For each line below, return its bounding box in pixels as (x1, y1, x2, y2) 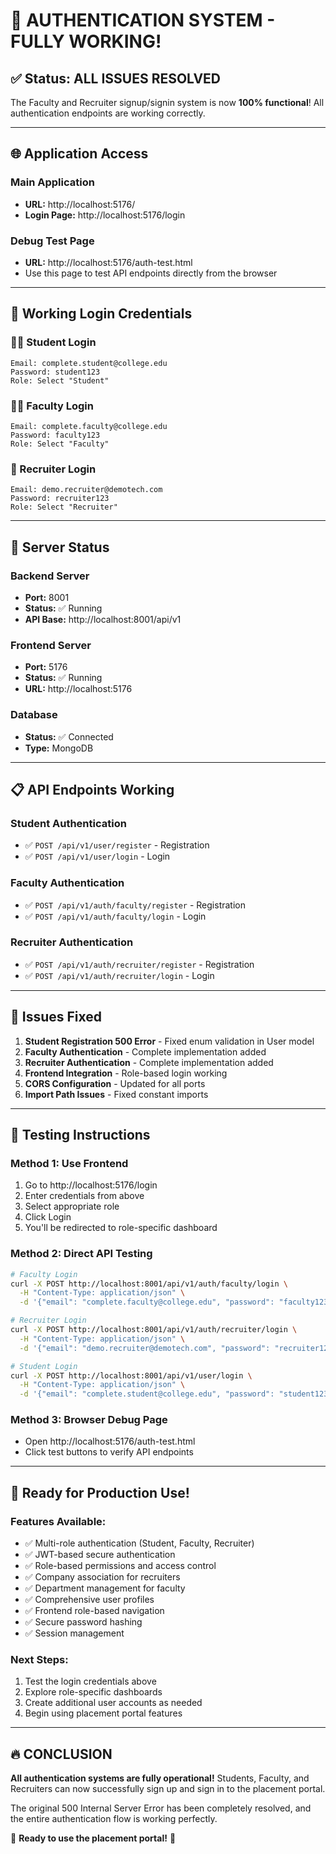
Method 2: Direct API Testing (10, 1247, 153, 1261)
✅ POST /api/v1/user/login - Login (24, 850, 171, 863)
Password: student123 (10, 367, 101, 377)
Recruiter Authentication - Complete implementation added (24, 1056, 274, 1068)
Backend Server (10, 569, 90, 583)
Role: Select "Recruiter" (10, 502, 118, 513)
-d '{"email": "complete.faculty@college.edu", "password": (19, 1297, 275, 1308)
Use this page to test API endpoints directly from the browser (24, 267, 278, 279)
